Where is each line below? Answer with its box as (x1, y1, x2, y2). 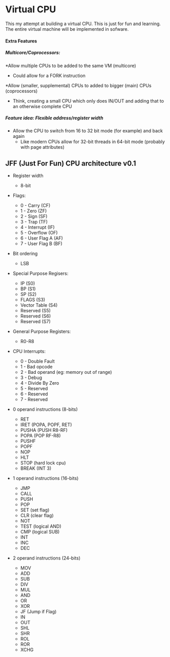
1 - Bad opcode (20, 364, 53, 370)
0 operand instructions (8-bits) (12, 406, 78, 412)
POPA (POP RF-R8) (20, 432, 61, 439)
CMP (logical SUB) (20, 529, 60, 535)
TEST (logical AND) (20, 523, 61, 529)
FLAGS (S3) (20, 296, 46, 303)
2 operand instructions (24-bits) (12, 555, 81, 561)
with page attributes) (20, 144, 65, 150)
